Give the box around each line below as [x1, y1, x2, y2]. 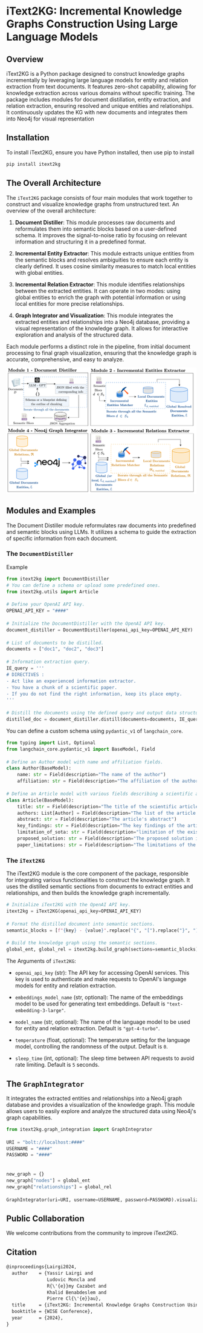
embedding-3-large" [14, 1008, 65, 1014]
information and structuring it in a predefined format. [14, 238, 147, 245]
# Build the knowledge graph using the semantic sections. [6, 940, 158, 946]
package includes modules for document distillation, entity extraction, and [6, 96, 191, 103]
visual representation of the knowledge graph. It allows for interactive [14, 324, 188, 332]
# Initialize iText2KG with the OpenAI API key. [6, 902, 131, 908]
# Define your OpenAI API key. [6, 601, 85, 608]
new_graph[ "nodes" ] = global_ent [6, 1177, 91, 1183]
